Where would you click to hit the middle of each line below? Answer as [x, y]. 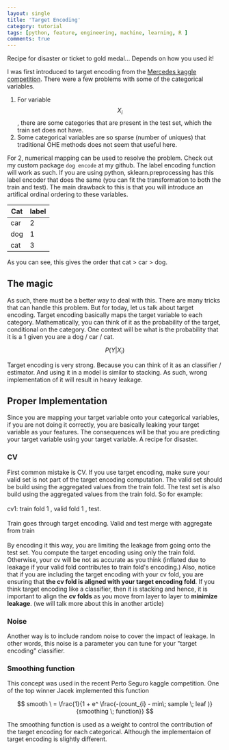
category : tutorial [35, 26]
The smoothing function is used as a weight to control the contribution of [110, 725]
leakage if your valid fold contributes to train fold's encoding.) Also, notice [111, 567]
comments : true [29, 39]
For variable [34, 99]
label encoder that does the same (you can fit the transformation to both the [114, 180]
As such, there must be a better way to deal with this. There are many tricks [114, 300]
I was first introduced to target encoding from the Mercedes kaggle [102, 72]
